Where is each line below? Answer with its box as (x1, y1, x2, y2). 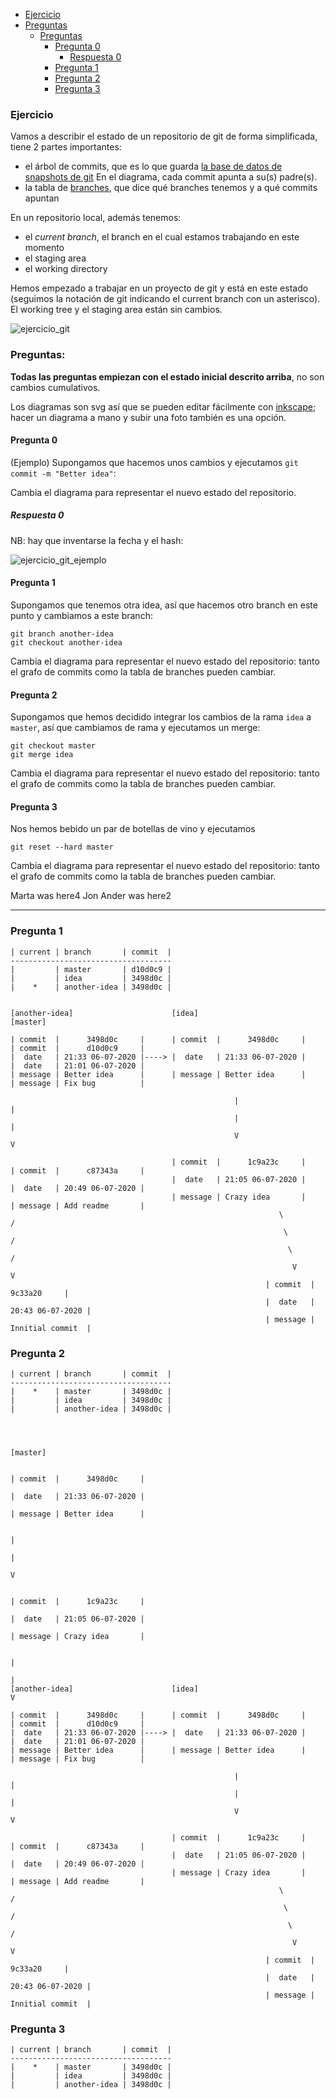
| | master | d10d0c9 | (10, 964, 172, 974)
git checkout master (10, 741, 97, 751)
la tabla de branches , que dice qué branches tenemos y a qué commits (24, 182, 318, 194)
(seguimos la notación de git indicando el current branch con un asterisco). (10, 293, 321, 305)
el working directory (24, 263, 108, 275)
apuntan (24, 192, 60, 204)
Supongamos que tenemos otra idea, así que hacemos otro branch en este (10, 599, 318, 611)
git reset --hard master (10, 842, 114, 853)
